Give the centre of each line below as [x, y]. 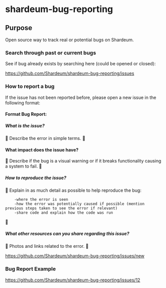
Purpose [19, 28]
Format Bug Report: [26, 114]
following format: [23, 103]
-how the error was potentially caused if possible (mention [79, 204]
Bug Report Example [31, 269]
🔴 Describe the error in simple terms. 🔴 [45, 138]
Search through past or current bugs [51, 53]
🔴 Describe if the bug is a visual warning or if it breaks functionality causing [83, 161]
